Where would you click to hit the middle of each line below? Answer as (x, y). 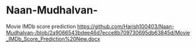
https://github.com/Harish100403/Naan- (125, 26)
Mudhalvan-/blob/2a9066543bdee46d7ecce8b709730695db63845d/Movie (98, 32)
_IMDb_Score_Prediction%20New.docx (53, 39)
